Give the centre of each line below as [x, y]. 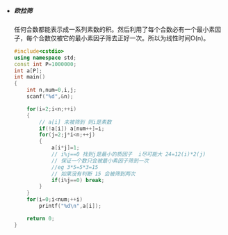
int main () [30, 77]
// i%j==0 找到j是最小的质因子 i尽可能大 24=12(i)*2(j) [129, 154]
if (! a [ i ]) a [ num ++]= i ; [72, 129]
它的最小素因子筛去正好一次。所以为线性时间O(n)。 [136, 38]
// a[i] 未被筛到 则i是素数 [75, 122]
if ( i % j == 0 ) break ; [78, 180]
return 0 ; [41, 218]
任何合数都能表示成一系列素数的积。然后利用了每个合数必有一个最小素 [114, 29]
